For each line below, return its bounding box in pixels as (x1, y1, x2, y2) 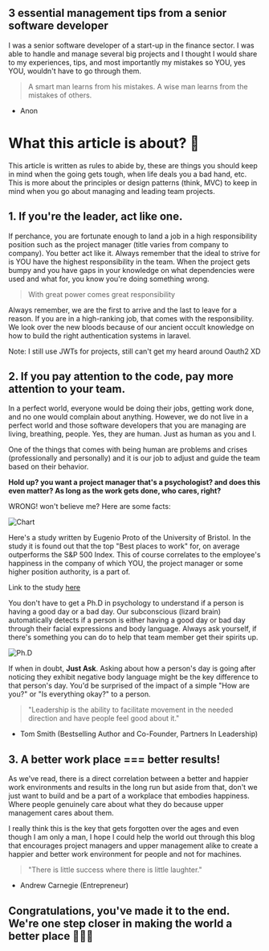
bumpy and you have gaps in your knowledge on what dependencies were (8, 265, 255, 275)
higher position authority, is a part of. (8, 567, 131, 577)
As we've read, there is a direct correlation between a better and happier (8, 774, 249, 784)
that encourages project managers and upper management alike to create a (8, 841, 259, 850)
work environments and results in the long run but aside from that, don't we (8, 783, 259, 792)
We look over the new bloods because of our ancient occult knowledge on (8, 322, 255, 332)
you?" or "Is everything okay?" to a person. (8, 689, 151, 699)
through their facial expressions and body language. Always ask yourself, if (8, 624, 257, 634)
